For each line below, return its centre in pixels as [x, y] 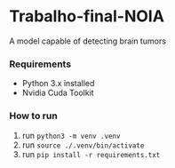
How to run [33, 116]
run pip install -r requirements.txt [91, 154]
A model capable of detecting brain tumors [88, 41]
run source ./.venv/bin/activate [83, 145]
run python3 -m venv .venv [71, 135]
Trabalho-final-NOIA [87, 16]
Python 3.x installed [58, 84]
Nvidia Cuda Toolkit [58, 93]
